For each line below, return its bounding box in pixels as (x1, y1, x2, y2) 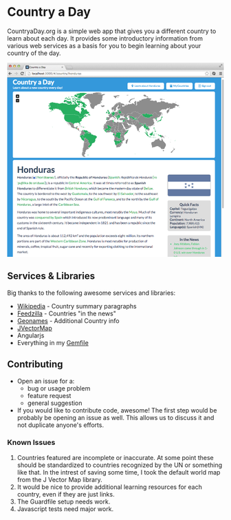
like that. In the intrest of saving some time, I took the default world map (16, 468, 221, 476)
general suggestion (27, 399, 82, 407)
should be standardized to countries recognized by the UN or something (16, 461, 223, 469)
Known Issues (7, 438, 56, 448)
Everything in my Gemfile (16, 338, 89, 346)
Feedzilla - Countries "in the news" (16, 309, 117, 318)
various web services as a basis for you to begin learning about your (7, 41, 201, 50)
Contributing (7, 359, 63, 371)
